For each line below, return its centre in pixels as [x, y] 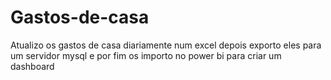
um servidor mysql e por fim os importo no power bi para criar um [146, 55]
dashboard [32, 66]
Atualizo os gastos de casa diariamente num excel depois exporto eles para [166, 45]
